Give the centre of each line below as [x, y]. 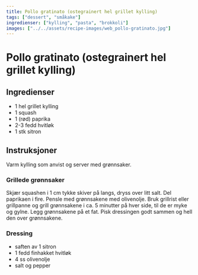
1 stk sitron [28, 132]
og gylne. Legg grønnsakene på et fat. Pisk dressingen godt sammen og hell [99, 212]
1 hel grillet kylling [36, 106]
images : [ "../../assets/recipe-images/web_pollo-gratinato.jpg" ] [88, 28]
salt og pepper [33, 265]
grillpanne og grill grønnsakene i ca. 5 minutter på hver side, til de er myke [97, 206]
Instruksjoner [32, 150]
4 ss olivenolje [32, 259]
